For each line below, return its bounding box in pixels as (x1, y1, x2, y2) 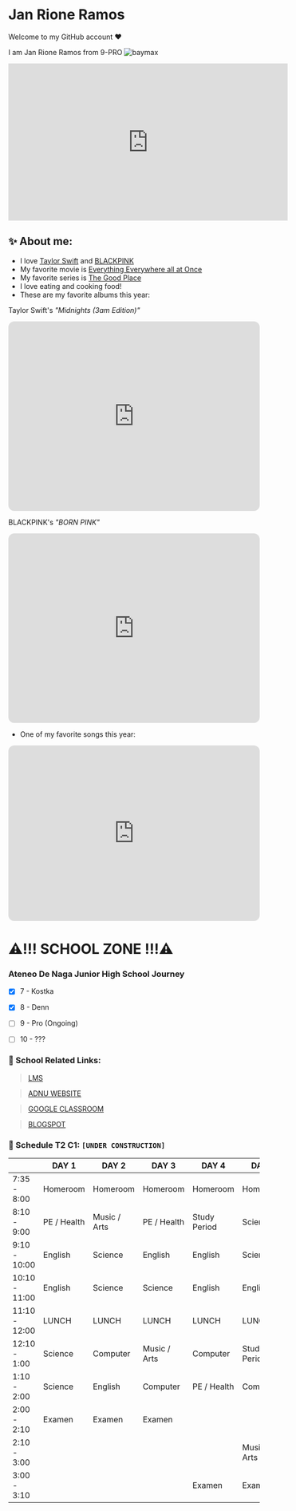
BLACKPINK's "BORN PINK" (8, 517, 101, 527)
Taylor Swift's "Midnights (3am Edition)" (8, 305, 140, 314)
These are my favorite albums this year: (19, 290, 150, 299)
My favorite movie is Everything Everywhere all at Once (19, 264, 203, 274)
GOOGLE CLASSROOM (27, 1104, 105, 1113)
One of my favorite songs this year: (19, 729, 136, 739)
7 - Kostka (19, 987, 54, 996)
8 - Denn (19, 1003, 49, 1012)
